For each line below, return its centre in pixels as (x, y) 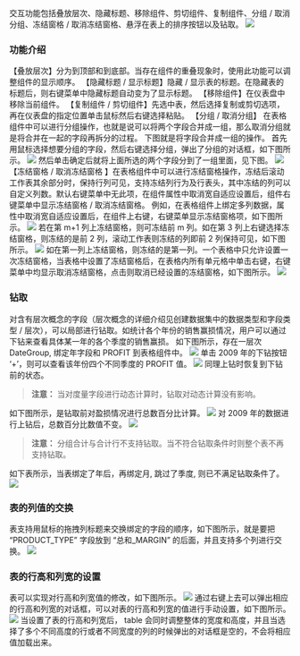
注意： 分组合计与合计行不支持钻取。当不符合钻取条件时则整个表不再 (157, 443)
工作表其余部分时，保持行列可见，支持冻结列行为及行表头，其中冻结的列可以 (150, 183)
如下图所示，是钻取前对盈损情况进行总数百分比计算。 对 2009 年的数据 (145, 413)
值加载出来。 (33, 643)
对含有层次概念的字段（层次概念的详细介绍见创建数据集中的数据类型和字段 (146, 319)
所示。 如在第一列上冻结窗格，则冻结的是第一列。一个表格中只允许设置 (145, 250)
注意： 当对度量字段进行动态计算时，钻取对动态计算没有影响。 (146, 394)
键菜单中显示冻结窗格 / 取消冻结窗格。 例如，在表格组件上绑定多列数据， (143, 205)
